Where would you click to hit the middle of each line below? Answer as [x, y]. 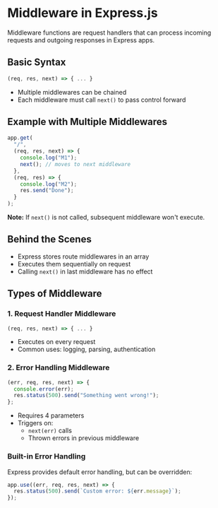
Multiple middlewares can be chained [72, 92]
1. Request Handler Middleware [62, 314]
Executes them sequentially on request [74, 264]
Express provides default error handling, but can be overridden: [100, 472]
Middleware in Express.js [83, 13]
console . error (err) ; [44, 389]
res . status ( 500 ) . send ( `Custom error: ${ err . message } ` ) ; [97, 491]
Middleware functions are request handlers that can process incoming [109, 33]
